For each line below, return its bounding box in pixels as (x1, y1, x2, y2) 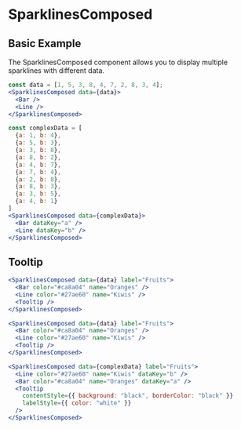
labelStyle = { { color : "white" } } (22, 399, 132, 407)
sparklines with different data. (8, 66, 104, 75)
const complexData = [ (8, 124, 82, 133)
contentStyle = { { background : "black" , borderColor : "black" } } (22, 392, 234, 400)
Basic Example (8, 37, 82, 50)
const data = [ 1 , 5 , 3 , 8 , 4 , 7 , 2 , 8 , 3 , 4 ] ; (8, 81, 163, 89)
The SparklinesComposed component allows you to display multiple (8, 57, 228, 67)
